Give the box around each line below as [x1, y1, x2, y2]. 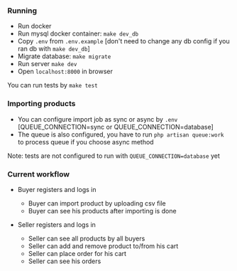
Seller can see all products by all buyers [28, 234, 145, 243]
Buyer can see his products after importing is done [28, 206, 177, 215]
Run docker [17, 22, 52, 31]
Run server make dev [17, 60, 77, 68]
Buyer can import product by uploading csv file [28, 198, 167, 208]
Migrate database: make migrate [17, 52, 111, 60]
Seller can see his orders [28, 257, 101, 265]
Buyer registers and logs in [17, 185, 97, 193]
